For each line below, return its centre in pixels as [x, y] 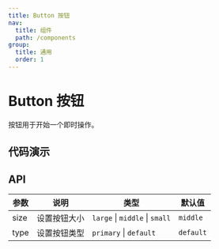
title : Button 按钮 [39, 15]
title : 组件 [34, 30]
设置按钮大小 [60, 218]
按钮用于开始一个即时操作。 [53, 124]
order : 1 [30, 60]
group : [19, 45]
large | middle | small [132, 218]
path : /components [46, 38]
